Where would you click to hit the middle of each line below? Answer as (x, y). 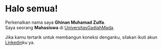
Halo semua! (31, 9)
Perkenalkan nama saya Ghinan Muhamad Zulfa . (55, 22)
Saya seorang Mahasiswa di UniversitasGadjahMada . (60, 27)
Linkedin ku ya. (20, 42)
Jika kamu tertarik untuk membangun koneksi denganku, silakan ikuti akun (81, 37)
